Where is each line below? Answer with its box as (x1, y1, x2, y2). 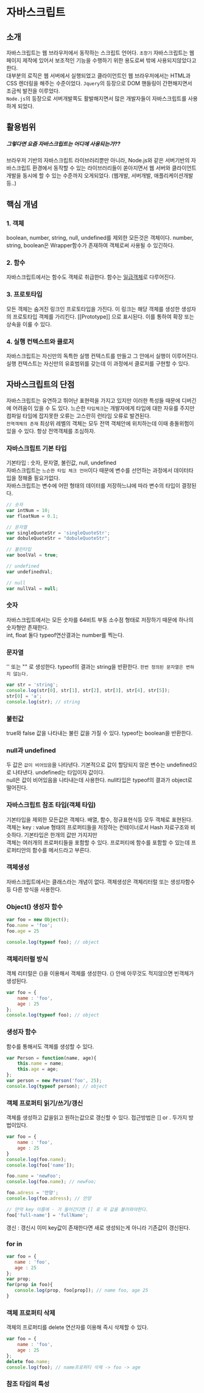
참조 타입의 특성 (6, 1380, 50, 1388)
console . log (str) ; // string (6, 699, 80, 705)
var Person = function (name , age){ (6, 1055, 97, 1061)
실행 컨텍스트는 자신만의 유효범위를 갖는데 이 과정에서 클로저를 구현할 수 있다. (6, 359, 190, 367)
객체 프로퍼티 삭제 (6, 1308, 56, 1317)
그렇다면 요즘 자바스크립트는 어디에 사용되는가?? (6, 140, 121, 147)
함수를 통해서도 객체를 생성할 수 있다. (6, 1043, 94, 1050)
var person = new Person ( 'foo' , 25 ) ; (6, 1078, 102, 1084)
